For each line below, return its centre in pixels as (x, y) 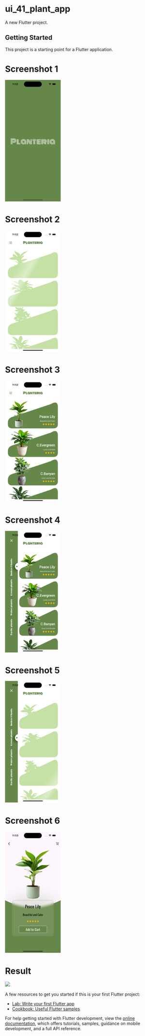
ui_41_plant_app (38, 9)
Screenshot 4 (33, 520)
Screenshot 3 (33, 370)
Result (18, 971)
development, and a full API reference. (43, 1029)
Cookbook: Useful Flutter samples (46, 1009)
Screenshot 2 (33, 219)
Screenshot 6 (33, 820)
